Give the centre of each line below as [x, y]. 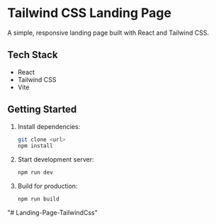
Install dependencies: [49, 126]
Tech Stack [33, 55]
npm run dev [35, 173]
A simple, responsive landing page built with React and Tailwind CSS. [108, 33]
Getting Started [42, 110]
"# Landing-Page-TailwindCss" [52, 213]
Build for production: [47, 186]
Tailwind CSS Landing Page [90, 13]
